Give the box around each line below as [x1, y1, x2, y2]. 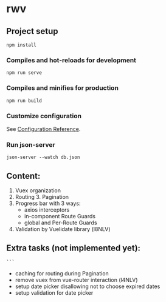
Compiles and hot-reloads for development [6, 56, 137, 64]
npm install [6, 42, 36, 48]
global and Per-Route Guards [24, 219, 97, 226]
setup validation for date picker [15, 289, 94, 296]
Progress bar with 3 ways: [15, 200, 81, 207]
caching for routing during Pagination [15, 269, 109, 277]
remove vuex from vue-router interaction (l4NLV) [15, 276, 138, 283]
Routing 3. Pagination [15, 193, 69, 200]
